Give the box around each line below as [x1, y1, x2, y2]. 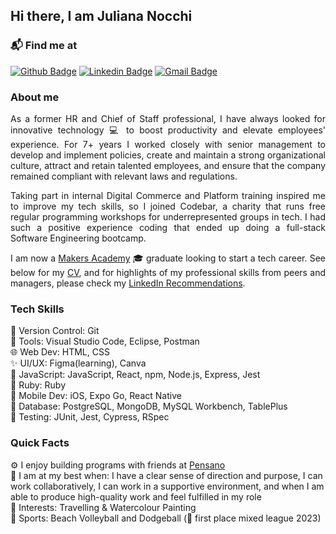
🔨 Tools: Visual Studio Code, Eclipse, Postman [10, 335, 200, 348]
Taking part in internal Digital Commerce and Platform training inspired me [10, 189, 326, 201]
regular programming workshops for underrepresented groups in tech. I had [10, 210, 326, 223]
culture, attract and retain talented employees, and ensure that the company [10, 159, 326, 171]
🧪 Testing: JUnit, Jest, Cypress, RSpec [10, 411, 170, 423]
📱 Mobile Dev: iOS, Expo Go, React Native [10, 390, 182, 402]
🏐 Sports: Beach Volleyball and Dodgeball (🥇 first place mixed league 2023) [10, 512, 322, 524]
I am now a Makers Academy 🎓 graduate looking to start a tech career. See [10, 252, 327, 264]
